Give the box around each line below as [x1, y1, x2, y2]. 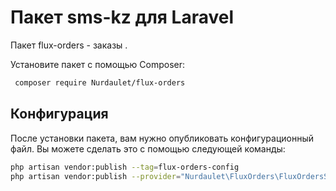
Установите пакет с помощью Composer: [10, 58, 186, 70]
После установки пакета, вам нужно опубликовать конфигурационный [10, 132, 314, 144]
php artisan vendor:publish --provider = [10, 171, 182, 181]
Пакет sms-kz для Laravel [10, 6, 235, 29]
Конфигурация [10, 106, 109, 123]
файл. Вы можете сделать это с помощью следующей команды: [10, 142, 286, 155]
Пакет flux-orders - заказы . [10, 39, 128, 51]
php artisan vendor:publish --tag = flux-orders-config [10, 162, 240, 172]
